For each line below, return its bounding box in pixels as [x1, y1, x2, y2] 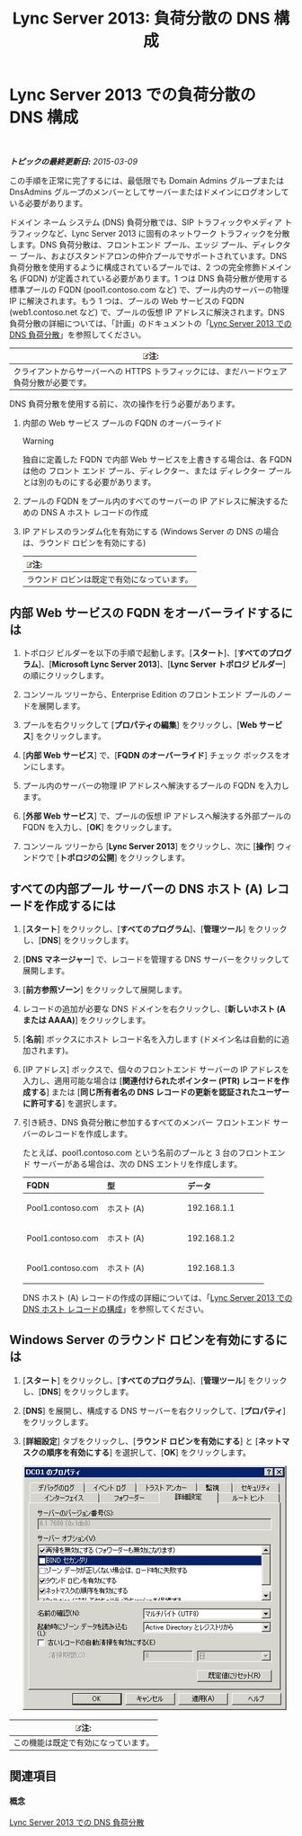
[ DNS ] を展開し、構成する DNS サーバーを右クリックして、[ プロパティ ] [22, 1405, 286, 1416]
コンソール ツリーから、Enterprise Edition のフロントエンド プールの [22, 689, 277, 700]
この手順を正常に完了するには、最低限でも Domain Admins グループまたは [9, 175, 285, 185]
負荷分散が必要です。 [13, 377, 92, 388]
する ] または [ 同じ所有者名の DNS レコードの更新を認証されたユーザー [30, 1087, 290, 1097]
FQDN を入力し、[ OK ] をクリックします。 [22, 822, 177, 833]
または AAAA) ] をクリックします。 [22, 1015, 151, 1025]
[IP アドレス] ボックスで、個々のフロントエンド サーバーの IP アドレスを [22, 1064, 289, 1075]
